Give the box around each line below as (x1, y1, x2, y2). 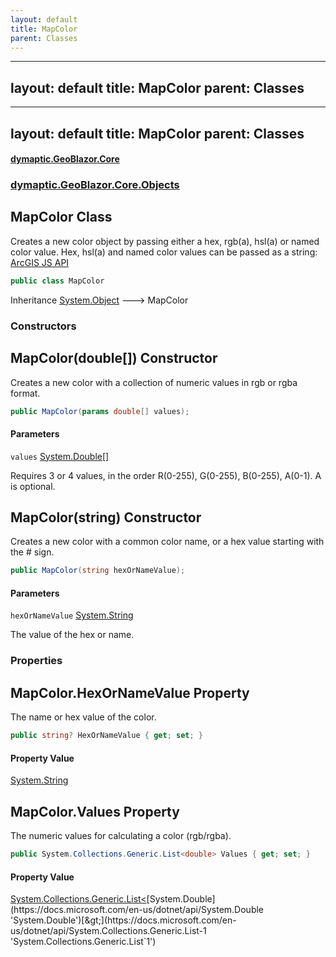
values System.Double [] (10, 450, 110, 462)
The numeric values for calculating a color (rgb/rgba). (10, 830, 232, 842)
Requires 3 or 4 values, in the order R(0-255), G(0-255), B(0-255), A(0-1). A (10, 469, 322, 481)
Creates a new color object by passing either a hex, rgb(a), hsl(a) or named (10, 235, 320, 247)
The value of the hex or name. (10, 629, 135, 641)
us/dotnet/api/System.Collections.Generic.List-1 (10, 925, 207, 937)
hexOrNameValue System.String (10, 609, 134, 621)
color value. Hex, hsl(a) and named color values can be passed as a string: (10, 246, 318, 258)
